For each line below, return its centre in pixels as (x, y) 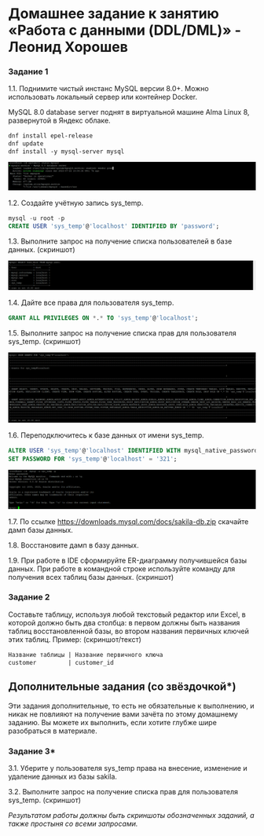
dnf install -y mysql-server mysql (66, 152)
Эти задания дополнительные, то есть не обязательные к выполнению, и (131, 706)
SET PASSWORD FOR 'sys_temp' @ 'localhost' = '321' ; (93, 459)
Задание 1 (28, 71)
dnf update (26, 144)
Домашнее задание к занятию (114, 14)
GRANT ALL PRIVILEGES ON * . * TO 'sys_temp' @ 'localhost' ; (103, 318)
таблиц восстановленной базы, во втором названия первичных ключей (128, 631)
